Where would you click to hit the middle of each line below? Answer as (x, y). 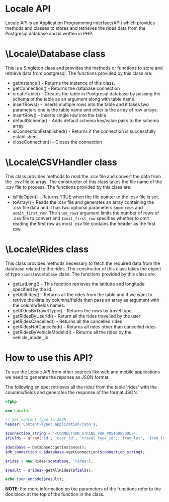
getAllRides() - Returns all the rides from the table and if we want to (82, 294)
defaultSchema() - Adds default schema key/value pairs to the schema (86, 120)
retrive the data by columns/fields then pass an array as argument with (86, 300)
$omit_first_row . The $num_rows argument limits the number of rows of (86, 213)
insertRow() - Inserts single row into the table (59, 115)
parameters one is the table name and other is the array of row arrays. (85, 109)
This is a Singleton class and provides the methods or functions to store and (84, 68)
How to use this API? (49, 357)
